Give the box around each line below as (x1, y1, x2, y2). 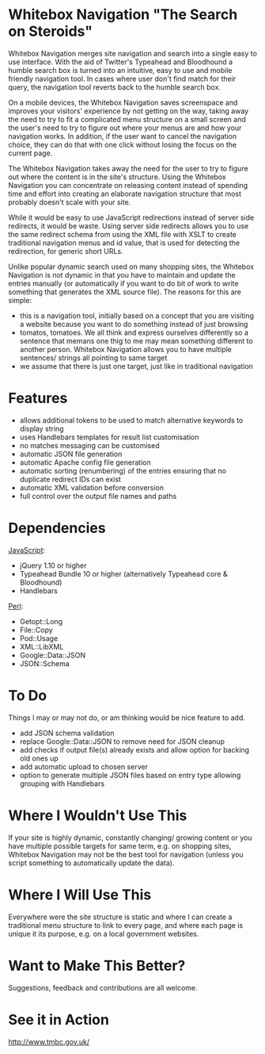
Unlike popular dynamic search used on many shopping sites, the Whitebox (8, 262, 255, 271)
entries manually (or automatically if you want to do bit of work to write (8, 278, 239, 288)
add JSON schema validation (19, 728, 115, 738)
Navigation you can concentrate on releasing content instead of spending (8, 180, 248, 190)
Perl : (8, 601, 24, 611)
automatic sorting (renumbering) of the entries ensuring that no (19, 466, 227, 475)
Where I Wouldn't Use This (8, 807, 187, 824)
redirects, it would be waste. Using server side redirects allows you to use (8, 220, 249, 231)
